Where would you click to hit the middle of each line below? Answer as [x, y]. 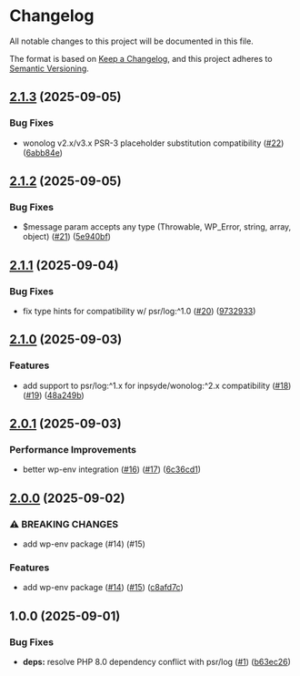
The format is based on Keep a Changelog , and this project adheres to [141, 58]
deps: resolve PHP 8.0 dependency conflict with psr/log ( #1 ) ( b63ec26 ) [156, 662]
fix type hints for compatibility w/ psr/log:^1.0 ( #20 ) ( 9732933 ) [139, 311]
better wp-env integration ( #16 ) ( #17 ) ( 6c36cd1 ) [112, 469]
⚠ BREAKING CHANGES [64, 524]
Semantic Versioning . [49, 68]
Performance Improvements [73, 450]
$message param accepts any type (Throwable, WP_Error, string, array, [157, 227]
